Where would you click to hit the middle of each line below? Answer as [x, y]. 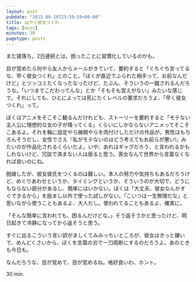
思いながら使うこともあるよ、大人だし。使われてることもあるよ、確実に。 [96, 203]
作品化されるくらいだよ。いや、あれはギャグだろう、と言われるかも [108, 147]
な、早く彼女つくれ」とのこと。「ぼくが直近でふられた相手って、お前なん [94, 76]
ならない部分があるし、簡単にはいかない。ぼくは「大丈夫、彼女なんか [95, 188]
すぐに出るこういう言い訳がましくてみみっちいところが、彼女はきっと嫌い [96, 235]
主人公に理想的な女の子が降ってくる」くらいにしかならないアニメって [90, 125]
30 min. [15, 274]
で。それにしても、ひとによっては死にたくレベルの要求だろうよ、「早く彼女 [96, 98]
